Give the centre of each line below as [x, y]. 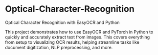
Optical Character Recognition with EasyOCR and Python [62, 22]
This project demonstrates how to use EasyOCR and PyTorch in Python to [79, 32]
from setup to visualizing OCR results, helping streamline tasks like [72, 42]
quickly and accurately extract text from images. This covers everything [78, 37]
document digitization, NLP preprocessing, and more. [59, 47]
